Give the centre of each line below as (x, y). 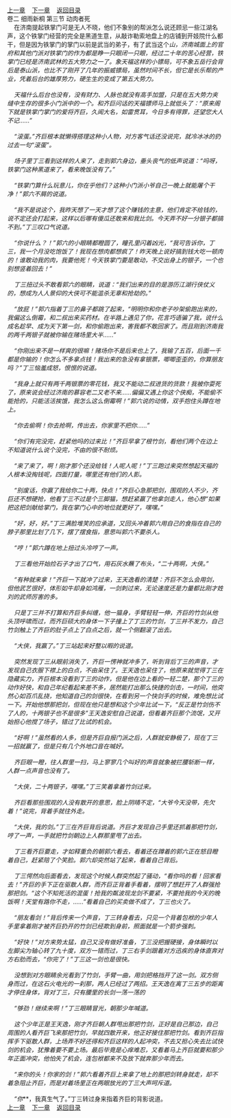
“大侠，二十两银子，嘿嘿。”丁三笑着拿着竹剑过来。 (84, 786)
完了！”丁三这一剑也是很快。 (93, 959)
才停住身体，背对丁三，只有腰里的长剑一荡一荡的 (76, 992)
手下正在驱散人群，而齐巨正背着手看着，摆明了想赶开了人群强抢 (130, 884)
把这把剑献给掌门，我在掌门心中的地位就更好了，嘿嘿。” (85, 507)
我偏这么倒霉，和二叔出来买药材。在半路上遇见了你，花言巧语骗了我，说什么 (115, 317)
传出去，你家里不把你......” (113, 425)
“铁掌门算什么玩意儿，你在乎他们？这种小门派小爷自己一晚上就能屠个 (111, 185)
